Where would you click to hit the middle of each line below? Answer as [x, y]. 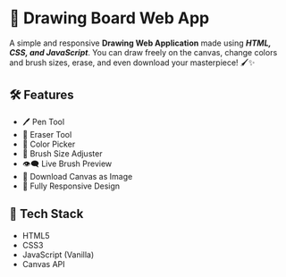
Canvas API [43, 264]
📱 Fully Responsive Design [71, 186]
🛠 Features [42, 95]
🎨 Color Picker [49, 144]
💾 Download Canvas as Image [77, 176]
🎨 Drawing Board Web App [109, 18]
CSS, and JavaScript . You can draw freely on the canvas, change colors [143, 52]
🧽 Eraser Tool [47, 134]
